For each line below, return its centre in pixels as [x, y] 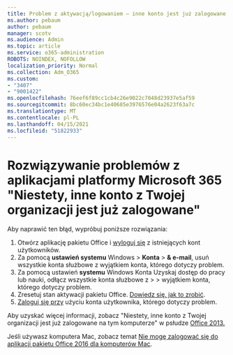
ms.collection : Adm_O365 [43, 72]
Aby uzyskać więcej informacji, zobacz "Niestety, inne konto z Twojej [107, 316]
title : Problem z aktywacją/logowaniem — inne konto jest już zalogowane [117, 14]
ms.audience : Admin [36, 40]
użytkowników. [39, 250]
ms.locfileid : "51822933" [45, 131]
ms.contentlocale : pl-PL [43, 117]
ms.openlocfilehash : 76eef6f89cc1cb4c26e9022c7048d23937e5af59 [101, 99]
